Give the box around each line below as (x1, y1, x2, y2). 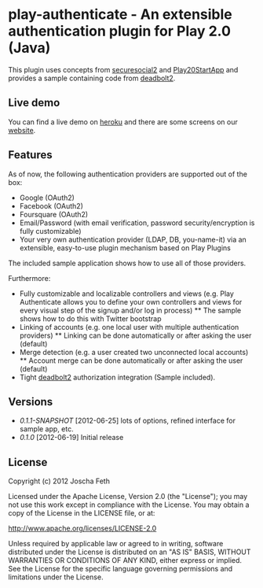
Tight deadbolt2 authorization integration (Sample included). (19, 372, 216, 382)
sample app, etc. (19, 424, 74, 434)
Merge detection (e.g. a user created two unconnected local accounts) (19, 347, 249, 357)
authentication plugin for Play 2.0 (8, 22, 232, 40)
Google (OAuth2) (19, 193, 75, 202)
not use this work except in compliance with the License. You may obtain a (8, 500, 250, 509)
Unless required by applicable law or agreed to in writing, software (8, 539, 224, 549)
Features (8, 148, 53, 162)
